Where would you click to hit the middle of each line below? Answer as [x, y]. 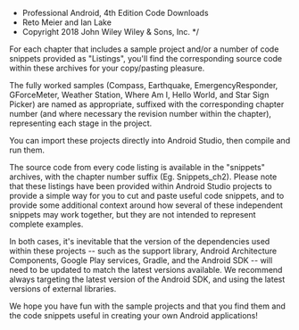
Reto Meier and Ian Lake [66, 22]
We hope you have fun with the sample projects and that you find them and [147, 306]
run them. [27, 150]
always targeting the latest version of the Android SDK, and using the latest [147, 279]
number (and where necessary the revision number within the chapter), [141, 114]
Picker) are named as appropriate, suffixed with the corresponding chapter [147, 104]
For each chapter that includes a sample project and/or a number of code [144, 49]
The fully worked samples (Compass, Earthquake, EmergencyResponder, [144, 85]
